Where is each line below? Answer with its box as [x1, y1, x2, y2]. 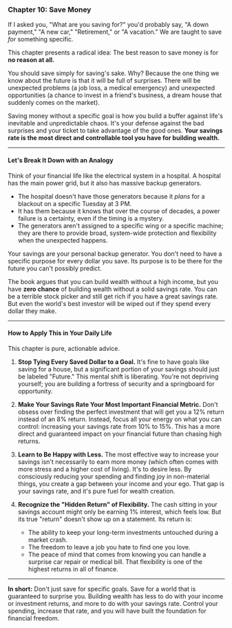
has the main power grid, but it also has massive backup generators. [8, 179, 202, 187]
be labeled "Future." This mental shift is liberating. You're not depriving [17, 372, 219, 381]
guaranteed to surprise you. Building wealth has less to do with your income [8, 591, 224, 600]
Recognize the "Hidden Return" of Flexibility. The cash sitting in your [17, 500, 218, 508]
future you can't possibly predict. [8, 264, 102, 272]
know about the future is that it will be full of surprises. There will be [8, 77, 201, 85]
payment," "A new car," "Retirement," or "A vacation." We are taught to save [8, 28, 222, 36]
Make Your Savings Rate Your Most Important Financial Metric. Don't [17, 400, 219, 408]
